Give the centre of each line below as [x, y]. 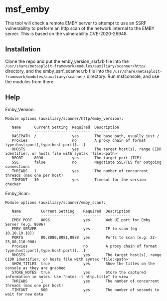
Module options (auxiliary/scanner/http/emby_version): [64, 118]
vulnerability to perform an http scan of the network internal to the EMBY [80, 28]
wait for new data [24, 294]
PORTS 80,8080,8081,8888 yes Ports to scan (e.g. [80, 237]
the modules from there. [30, 81]
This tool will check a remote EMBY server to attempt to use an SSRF [76, 23]
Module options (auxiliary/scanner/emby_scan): [56, 202]
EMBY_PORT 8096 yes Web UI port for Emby [81, 220]
